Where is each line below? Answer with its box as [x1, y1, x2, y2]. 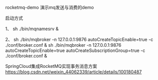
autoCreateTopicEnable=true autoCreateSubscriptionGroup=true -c [5, 47, 145, 53]
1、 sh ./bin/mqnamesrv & [5, 26, 59, 32]
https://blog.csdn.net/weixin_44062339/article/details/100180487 [5, 69, 142, 74]
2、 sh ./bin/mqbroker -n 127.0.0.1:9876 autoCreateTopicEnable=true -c [5, 37, 153, 42]
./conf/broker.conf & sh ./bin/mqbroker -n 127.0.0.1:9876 [5, 42, 122, 48]
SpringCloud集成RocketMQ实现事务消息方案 [5, 63, 97, 69]
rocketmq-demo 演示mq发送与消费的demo [5, 5, 94, 10]
